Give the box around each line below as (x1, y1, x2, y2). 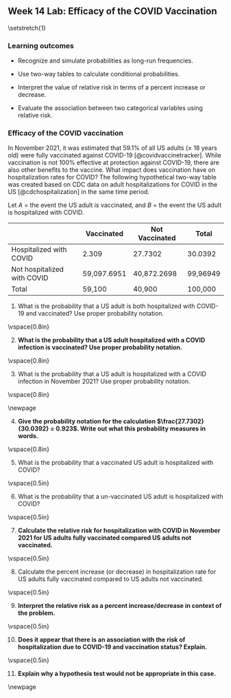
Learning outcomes (8, 41, 74, 50)
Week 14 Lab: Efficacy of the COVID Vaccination (8, 6, 217, 17)
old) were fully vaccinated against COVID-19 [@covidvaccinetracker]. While (8, 151, 221, 160)
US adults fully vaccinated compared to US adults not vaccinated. (17, 575, 204, 583)
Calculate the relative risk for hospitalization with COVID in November (17, 526, 221, 535)
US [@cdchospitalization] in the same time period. (8, 188, 150, 196)
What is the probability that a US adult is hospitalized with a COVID (17, 370, 206, 378)
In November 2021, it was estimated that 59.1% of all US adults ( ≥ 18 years (8, 144, 218, 152)
